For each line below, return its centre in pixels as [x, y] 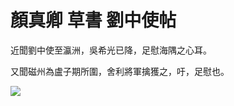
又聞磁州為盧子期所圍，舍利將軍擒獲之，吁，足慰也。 [120, 71]
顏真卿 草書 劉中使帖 [93, 20]
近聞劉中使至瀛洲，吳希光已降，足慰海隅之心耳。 [111, 50]
